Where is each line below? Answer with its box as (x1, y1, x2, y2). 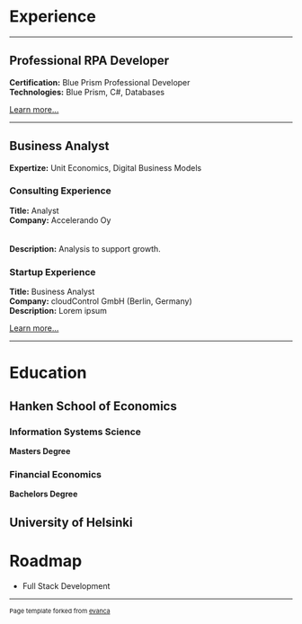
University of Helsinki (9, 514, 133, 530)
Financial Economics (9, 468, 102, 480)
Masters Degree (9, 446, 71, 457)
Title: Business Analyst (9, 286, 95, 298)
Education (9, 362, 87, 383)
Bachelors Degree (9, 488, 78, 500)
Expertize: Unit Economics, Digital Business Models (9, 162, 202, 173)
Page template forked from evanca (9, 606, 111, 615)
